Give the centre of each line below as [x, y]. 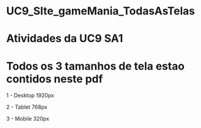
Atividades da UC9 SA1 [65, 39]
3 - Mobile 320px [28, 119]
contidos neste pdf [55, 79]
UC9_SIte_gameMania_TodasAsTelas [101, 11]
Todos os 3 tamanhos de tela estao [96, 66]
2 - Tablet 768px [27, 107]
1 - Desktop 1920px [30, 96]
